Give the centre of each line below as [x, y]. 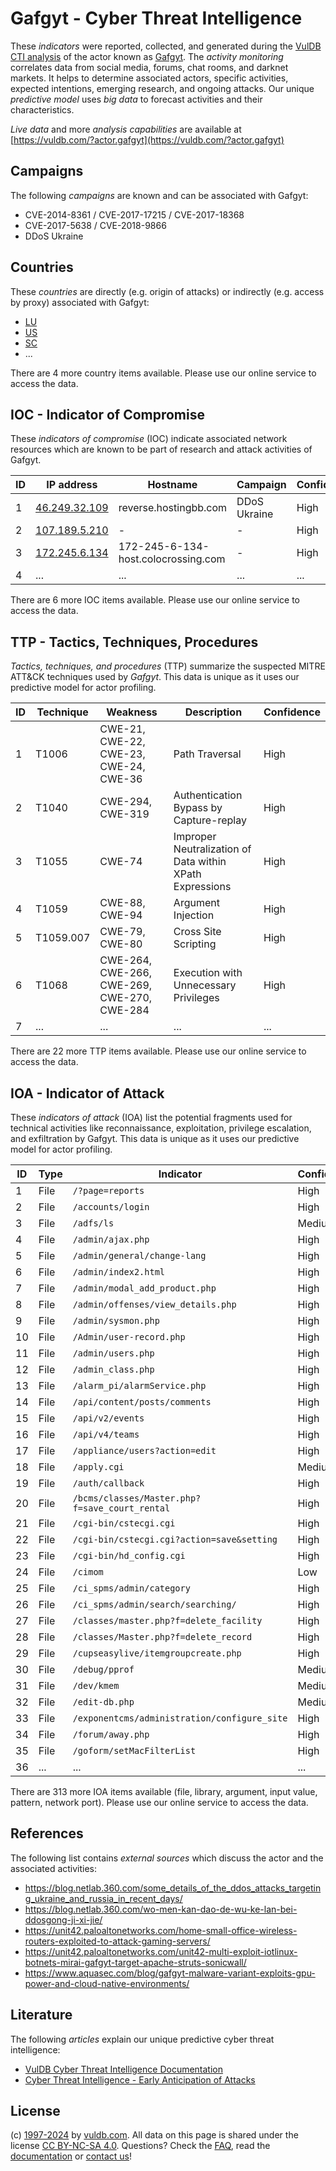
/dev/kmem [96, 1685]
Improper [195, 837]
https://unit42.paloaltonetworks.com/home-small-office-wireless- [161, 1930]
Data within [200, 862]
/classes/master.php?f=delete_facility [167, 1620]
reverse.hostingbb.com [173, 508]
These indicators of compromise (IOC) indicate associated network [149, 439]
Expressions [202, 887]
